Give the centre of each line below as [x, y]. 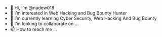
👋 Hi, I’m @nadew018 [32, 8]
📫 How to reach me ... [33, 29]
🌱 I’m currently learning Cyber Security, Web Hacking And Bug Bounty [83, 18]
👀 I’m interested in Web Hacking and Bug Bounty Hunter [68, 13]
